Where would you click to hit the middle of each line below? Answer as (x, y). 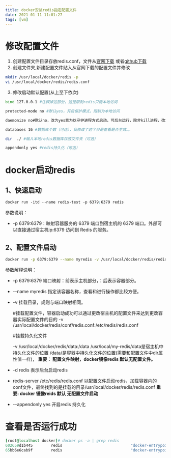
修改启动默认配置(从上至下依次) (46, 93)
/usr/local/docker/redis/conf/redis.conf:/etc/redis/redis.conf (76, 325)
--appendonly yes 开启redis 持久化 (49, 404)
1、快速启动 (24, 190)
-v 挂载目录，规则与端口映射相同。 (49, 302)
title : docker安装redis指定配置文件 (41, 10)
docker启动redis (40, 170)
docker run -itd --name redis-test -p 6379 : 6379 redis (65, 202)
